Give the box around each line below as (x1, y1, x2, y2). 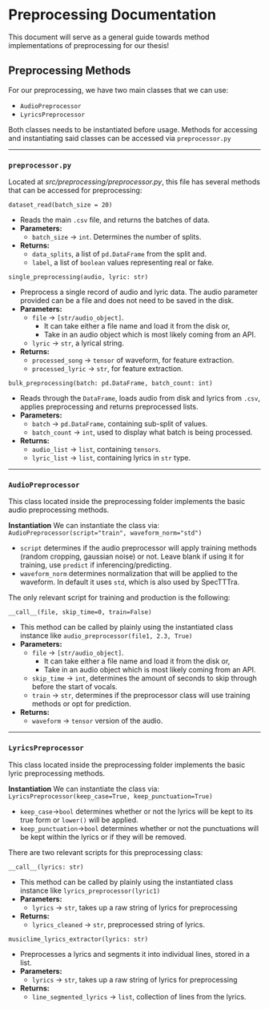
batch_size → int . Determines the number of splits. (31, 232, 202, 242)
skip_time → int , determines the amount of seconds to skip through (31, 673, 258, 683)
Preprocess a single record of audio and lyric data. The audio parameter (19, 287, 259, 297)
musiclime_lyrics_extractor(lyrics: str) (8, 935, 149, 943)
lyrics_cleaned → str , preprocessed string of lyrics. (31, 919, 206, 929)
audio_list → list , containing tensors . (31, 445, 162, 454)
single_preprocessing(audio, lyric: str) (8, 273, 149, 281)
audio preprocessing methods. (8, 505, 110, 515)
